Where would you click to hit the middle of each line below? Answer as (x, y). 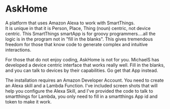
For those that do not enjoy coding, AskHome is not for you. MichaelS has (82, 59)
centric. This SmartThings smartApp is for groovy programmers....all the (80, 33)
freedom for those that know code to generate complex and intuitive (77, 44)
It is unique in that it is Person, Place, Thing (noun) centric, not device (78, 28)
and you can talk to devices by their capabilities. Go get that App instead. (82, 70)
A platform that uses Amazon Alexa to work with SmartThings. (70, 23)
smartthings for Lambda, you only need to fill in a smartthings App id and (81, 96)
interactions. (18, 50)
